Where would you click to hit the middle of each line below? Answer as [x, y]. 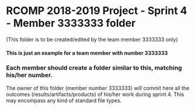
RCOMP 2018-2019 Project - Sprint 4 [97, 11]
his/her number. [29, 75]
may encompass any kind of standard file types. [64, 100]
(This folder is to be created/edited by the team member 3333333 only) [92, 39]
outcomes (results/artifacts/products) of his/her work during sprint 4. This [95, 94]
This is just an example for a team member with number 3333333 [87, 53]
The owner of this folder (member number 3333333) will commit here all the [98, 88]
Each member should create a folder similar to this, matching [94, 68]
